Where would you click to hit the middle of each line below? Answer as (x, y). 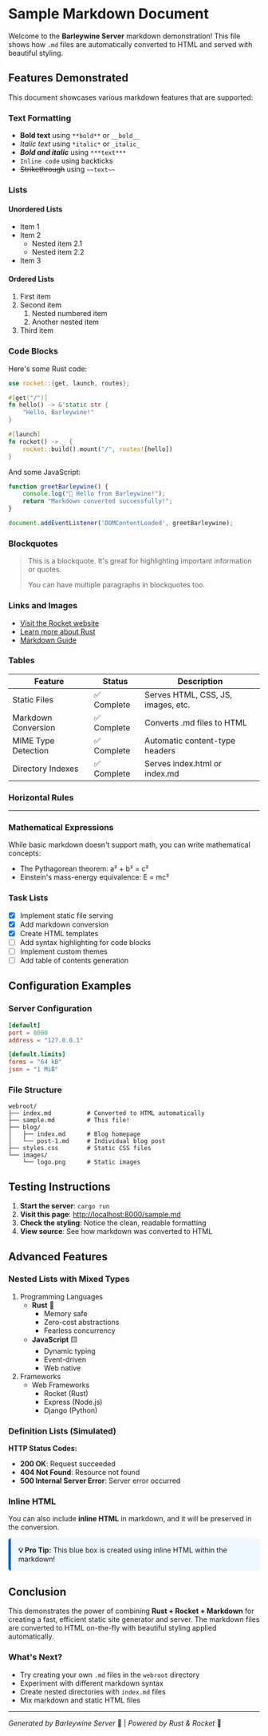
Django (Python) (71, 1410)
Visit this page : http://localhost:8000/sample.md (100, 1215)
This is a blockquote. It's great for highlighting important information (140, 561)
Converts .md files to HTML (196, 722)
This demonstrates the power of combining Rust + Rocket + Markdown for (131, 1611)
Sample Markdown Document (109, 14)
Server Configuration (50, 1009)
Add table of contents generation (74, 961)
